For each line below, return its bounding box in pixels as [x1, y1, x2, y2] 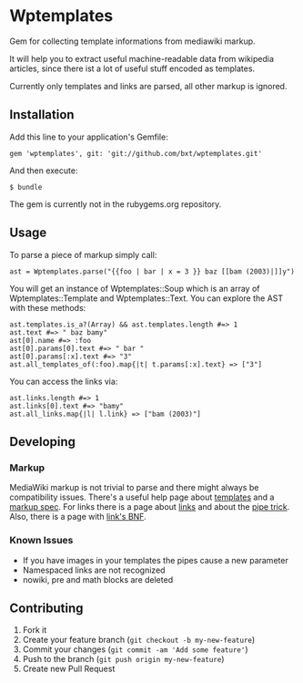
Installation [9, 107, 75, 123]
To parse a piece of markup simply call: [9, 249, 157, 260]
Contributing [9, 600, 84, 616]
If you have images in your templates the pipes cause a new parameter [22, 554, 288, 565]
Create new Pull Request [22, 663, 116, 675]
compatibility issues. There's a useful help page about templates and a [9, 492, 275, 502]
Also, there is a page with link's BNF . [9, 512, 147, 523]
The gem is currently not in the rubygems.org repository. [9, 198, 222, 210]
